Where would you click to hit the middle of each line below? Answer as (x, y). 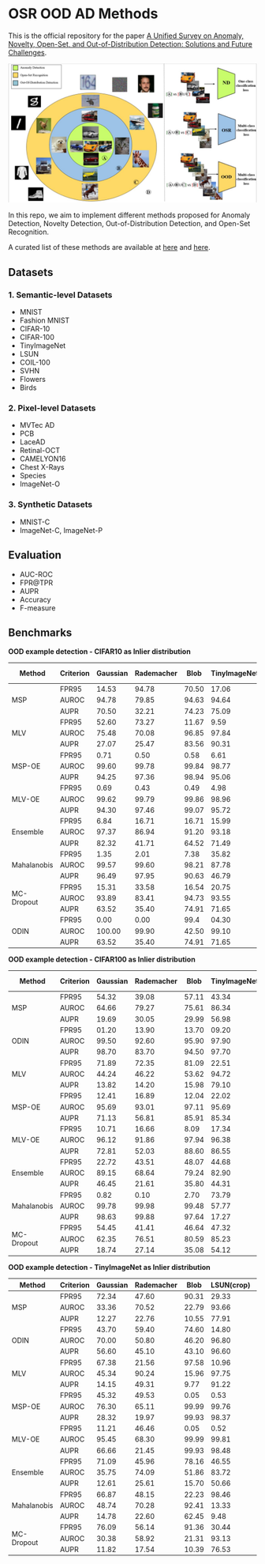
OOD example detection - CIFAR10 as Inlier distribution (99, 652)
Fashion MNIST (45, 320)
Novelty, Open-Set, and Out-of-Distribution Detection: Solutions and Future (130, 43)
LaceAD (32, 442)
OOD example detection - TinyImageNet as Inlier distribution (109, 1267)
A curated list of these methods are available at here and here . (109, 247)
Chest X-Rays (42, 467)
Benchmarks (40, 632)
